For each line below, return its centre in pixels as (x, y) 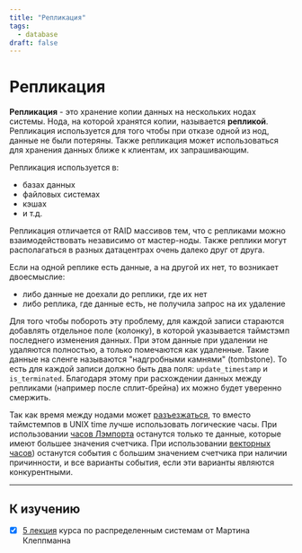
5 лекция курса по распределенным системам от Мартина (136, 530)
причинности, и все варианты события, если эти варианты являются (142, 462)
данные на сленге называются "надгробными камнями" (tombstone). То (148, 359)
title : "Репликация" (48, 18)
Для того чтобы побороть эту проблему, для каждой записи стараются (147, 321)
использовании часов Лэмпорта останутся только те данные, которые (145, 434)
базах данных (49, 185)
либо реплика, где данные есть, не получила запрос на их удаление (154, 304)
